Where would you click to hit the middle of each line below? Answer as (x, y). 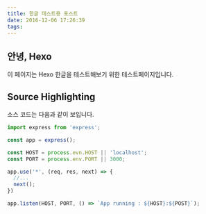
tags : (15, 26)
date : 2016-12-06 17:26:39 (46, 20)
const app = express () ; (42, 140)
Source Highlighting (51, 97)
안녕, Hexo (29, 56)
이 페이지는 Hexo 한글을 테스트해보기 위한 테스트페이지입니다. (91, 74)
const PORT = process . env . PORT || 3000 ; (67, 159)
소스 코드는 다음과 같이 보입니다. (51, 114)
